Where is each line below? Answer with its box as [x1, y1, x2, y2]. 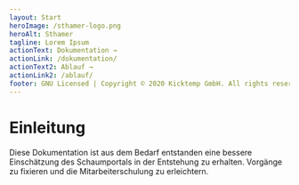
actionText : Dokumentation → [9, 46, 117, 55]
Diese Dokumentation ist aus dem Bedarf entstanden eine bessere [9, 147, 253, 157]
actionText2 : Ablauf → [9, 63, 93, 72]
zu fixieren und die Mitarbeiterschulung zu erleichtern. [9, 165, 209, 176]
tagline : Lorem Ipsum [9, 37, 90, 47]
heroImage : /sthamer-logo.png [9, 21, 122, 30]
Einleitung [9, 117, 86, 138]
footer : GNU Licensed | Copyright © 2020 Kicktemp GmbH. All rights [9, 79, 269, 88]
